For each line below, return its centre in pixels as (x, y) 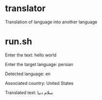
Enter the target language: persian (39, 64)
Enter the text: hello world (31, 55)
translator (25, 8)
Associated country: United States (39, 83)
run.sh (19, 42)
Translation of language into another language (51, 22)
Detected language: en (28, 74)
